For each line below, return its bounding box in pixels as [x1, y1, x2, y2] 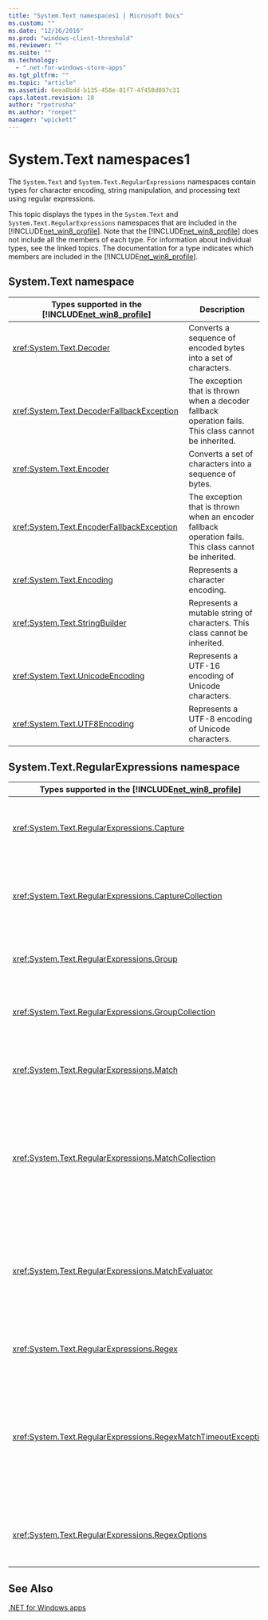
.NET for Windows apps [8, 1603, 86, 1613]
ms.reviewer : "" [8, 42, 62, 50]
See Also [8, 1582, 53, 1595]
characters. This [188, 617, 250, 628]
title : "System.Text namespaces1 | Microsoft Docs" [8, 11, 183, 20]
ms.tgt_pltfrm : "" [8, 71, 69, 79]
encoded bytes [188, 342, 246, 353]
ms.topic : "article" [8, 78, 77, 86]
